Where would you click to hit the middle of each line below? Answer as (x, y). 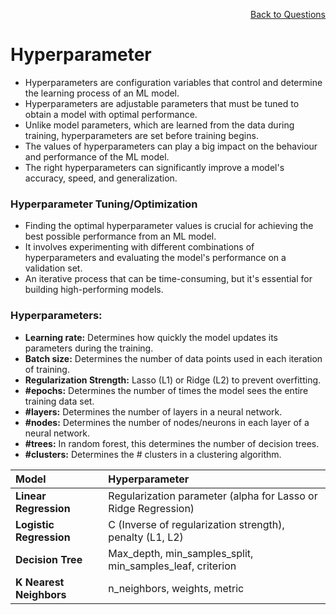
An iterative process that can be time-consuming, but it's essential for (168, 279)
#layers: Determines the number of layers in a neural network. (153, 411)
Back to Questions (288, 14)
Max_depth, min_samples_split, (181, 553)
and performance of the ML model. (97, 156)
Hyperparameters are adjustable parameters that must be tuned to (162, 103)
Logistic (35, 524)
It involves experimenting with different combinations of (139, 247)
